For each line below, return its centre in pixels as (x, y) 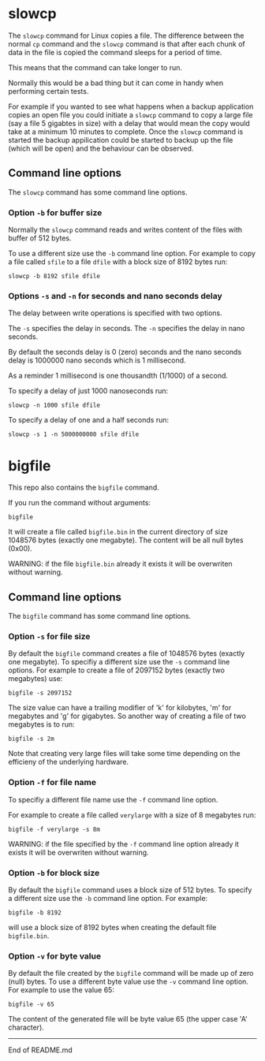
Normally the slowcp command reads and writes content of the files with (125, 230)
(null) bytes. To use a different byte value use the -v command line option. (128, 981)
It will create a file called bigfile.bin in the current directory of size (118, 532)
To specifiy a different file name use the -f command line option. (113, 799)
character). (26, 1027)
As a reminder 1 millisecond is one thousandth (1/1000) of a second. (118, 376)
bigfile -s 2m (32, 739)
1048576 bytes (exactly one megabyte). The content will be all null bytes (126, 540)
